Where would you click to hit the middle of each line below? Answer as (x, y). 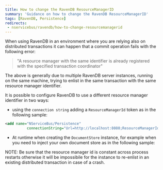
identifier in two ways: (27, 100)
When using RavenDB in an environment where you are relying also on (75, 41)
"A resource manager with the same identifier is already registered (83, 61)
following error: (20, 52)
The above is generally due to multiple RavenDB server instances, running (79, 76)
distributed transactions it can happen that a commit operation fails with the (81, 46)
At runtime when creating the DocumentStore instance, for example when (84, 137)
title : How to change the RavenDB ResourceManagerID (59, 9)
